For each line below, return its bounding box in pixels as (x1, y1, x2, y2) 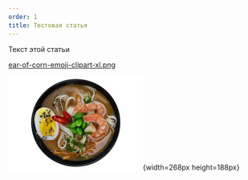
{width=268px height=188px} (143, 162, 240, 172)
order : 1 (8, 13, 38, 21)
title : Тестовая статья (8, 21, 88, 30)
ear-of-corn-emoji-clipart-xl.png (8, 60, 116, 70)
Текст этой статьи (8, 44, 70, 54)
